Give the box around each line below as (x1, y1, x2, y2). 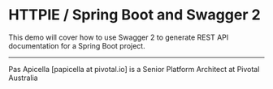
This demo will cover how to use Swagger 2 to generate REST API (8, 32, 229, 42)
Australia (8, 73, 38, 83)
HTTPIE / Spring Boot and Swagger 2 (8, 6, 262, 24)
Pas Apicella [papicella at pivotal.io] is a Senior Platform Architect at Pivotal (8, 64, 260, 74)
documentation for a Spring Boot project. (8, 40, 145, 50)
